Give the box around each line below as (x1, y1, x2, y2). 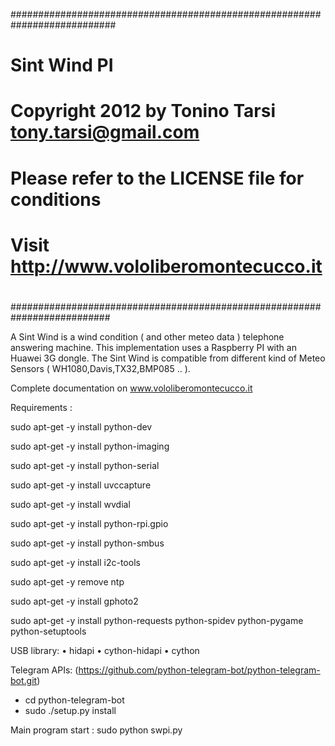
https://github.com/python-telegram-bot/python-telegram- (78, 664, 321, 676)
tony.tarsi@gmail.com (10, 121, 200, 144)
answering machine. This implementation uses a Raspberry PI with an (10, 341, 297, 353)
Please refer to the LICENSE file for (10, 167, 305, 189)
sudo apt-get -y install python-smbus (10, 537, 165, 549)
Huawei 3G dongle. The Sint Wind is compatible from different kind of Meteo (10, 352, 326, 364)
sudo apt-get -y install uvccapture (10, 479, 152, 491)
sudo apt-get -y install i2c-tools (10, 556, 141, 568)
